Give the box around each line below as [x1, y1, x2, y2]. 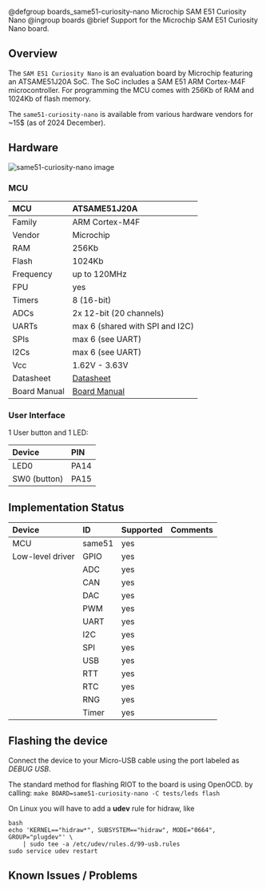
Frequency [12, 268, 53, 280]
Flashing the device [8, 734, 108, 748]
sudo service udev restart [8, 847, 98, 855]
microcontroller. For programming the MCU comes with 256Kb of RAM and [8, 85, 254, 95]
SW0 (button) [12, 473, 64, 485]
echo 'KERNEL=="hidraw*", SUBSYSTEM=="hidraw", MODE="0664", [8, 826, 216, 834]
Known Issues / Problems [8, 869, 138, 883]
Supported [121, 525, 163, 536]
